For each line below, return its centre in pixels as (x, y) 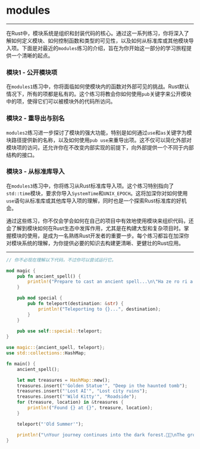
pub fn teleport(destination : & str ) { (76, 304)
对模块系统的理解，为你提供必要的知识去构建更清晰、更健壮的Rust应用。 (95, 243)
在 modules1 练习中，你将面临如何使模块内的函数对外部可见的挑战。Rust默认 (98, 86)
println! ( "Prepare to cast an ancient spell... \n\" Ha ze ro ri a (110, 282)
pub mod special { (40, 298)
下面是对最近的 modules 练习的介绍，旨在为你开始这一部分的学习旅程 (104, 48)
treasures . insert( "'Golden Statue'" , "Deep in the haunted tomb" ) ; (102, 386)
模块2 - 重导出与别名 (35, 119)
